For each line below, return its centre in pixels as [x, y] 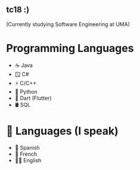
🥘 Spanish [27, 147]
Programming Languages [70, 48]
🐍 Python [26, 91]
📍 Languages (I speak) [62, 131]
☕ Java [24, 65]
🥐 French [26, 154]
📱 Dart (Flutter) [33, 98]
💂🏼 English [28, 160]
